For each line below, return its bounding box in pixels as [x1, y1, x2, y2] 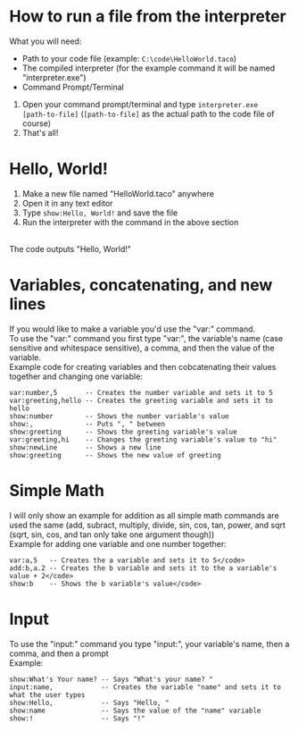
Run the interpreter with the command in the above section [21, 216, 239, 227]
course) [21, 118, 52, 129]
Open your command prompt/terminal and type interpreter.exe [21, 98, 259, 109]
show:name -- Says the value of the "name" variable [9, 706, 261, 715]
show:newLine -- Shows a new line [9, 442, 162, 452]
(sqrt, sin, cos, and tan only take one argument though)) [9, 529, 215, 540]
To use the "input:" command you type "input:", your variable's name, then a [9, 638, 290, 649]
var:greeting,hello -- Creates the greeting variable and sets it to [9, 396, 274, 405]
